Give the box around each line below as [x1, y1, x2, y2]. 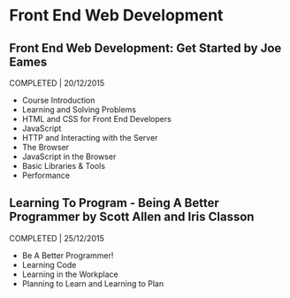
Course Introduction [21, 95, 95, 105]
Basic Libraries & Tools [21, 161, 106, 171]
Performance [21, 170, 71, 180]
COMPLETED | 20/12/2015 [9, 78, 104, 88]
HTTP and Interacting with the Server [21, 133, 158, 142]
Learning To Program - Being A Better [9, 195, 219, 210]
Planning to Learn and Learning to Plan [21, 278, 164, 288]
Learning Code [21, 259, 77, 270]
